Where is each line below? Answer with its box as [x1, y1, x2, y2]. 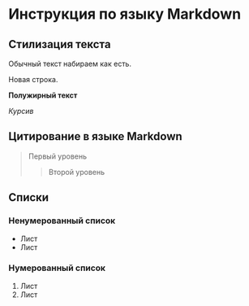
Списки [8, 190, 49, 204]
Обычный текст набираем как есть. [8, 59, 132, 68]
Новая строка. [8, 75, 58, 84]
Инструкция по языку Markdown [8, 5, 242, 24]
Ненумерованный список [8, 215, 116, 226]
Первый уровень [28, 151, 88, 161]
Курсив [8, 107, 34, 116]
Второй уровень [48, 167, 105, 177]
